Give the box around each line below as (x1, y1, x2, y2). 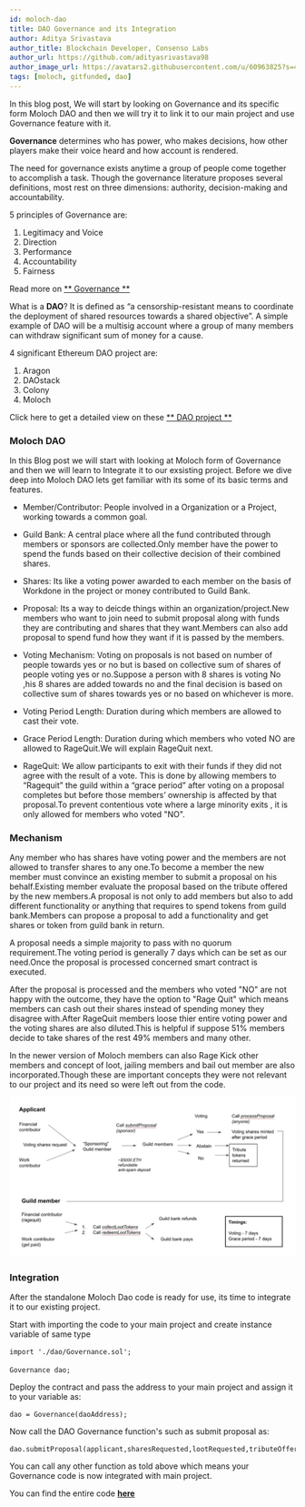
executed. (9, 966, 47, 977)
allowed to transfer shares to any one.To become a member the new (9, 862, 265, 873)
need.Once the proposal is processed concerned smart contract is (9, 956, 258, 968)
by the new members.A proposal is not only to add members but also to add (9, 891, 293, 902)
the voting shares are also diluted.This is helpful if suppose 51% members (9, 1023, 286, 1034)
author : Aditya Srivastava (9, 34, 112, 43)
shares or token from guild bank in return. (9, 920, 165, 931)
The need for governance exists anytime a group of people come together (9, 162, 287, 173)
